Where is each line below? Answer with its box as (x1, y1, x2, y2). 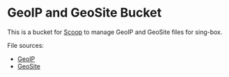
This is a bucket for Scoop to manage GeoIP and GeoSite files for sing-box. (7, 28, 223, 36)
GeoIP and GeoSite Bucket (7, 5, 162, 21)
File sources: (7, 41, 44, 49)
